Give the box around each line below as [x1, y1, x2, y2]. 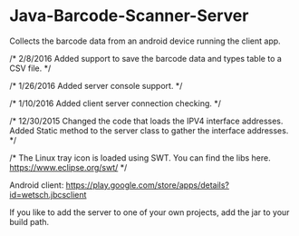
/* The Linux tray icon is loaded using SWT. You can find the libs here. [9, 152, 271, 163]
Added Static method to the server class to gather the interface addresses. [9, 124, 289, 136]
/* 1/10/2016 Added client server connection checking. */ [9, 97, 222, 109]
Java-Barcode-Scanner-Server [9, 5, 249, 26]
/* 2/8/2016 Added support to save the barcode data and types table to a [9, 53, 283, 64]
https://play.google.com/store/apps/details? [65, 179, 229, 191]
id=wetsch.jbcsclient [9, 189, 87, 200]
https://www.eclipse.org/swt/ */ [9, 162, 128, 172]
